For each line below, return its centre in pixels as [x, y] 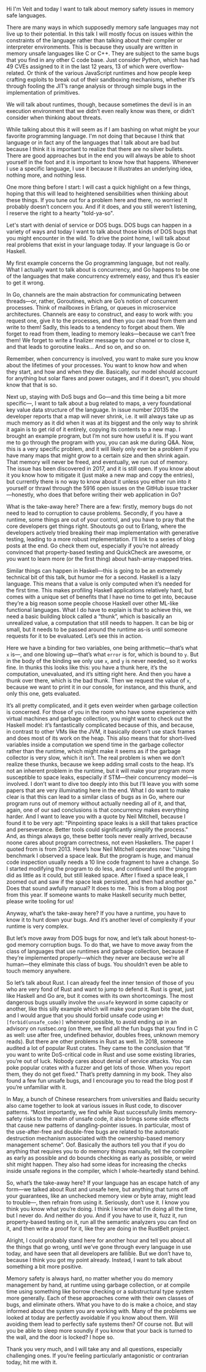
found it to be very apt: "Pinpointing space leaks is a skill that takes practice [102, 823]
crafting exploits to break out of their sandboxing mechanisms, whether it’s [101, 80]
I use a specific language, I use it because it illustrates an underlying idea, [100, 169]
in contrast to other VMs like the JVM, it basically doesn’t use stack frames [101, 731]
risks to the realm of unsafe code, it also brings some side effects [106, 1119]
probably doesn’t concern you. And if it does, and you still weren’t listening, [102, 206]
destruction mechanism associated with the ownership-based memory [96, 1138]
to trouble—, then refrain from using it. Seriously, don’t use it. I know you [98, 1202]
